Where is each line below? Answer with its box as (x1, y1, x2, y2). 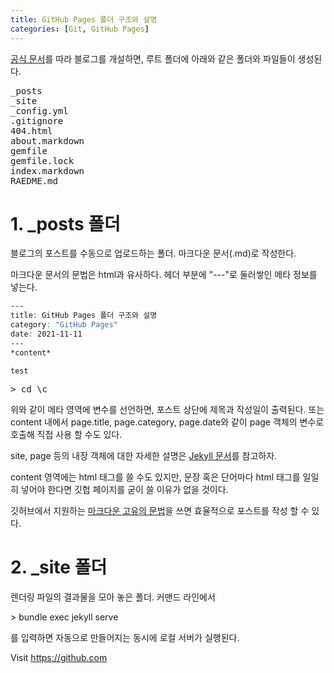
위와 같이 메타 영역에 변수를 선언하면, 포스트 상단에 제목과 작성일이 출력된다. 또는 (10, 403, 325, 415)
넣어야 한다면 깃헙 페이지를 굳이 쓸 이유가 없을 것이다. (20, 483, 229, 495)
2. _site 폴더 (10, 556, 108, 578)
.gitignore (10, 115, 64, 126)
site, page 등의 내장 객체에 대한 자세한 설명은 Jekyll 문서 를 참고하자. (10, 449, 278, 461)
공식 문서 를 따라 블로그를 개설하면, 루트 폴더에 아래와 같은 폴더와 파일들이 (10, 52, 296, 65)
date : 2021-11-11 (10, 329, 83, 340)
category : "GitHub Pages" (10, 320, 118, 330)
